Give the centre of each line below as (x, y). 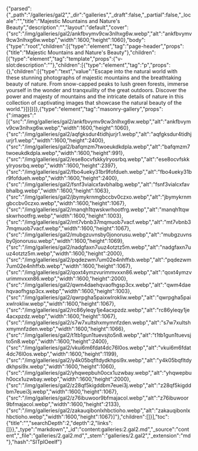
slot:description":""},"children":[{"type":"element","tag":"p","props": (88, 65)
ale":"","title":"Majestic (33, 21)
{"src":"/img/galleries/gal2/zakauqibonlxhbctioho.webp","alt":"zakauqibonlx (98, 411)
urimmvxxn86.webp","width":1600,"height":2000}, (67, 278)
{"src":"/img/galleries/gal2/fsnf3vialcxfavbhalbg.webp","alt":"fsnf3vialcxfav (98, 184)
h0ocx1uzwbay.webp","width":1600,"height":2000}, (68, 379)
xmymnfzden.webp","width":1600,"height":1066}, (66, 329)
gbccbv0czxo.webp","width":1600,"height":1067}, (66, 203)
